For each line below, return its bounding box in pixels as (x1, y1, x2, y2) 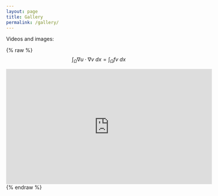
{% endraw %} (6, 184, 42, 191)
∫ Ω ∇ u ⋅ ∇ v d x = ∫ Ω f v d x (71, 56, 126, 64)
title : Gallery (6, 14, 43, 20)
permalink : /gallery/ (6, 19, 59, 25)
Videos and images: (6, 36, 54, 43)
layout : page (6, 8, 38, 15)
